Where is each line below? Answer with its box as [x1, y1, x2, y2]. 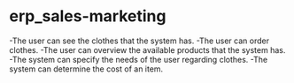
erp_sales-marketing [9, 6, 166, 26]
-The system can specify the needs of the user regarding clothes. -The [9, 54, 268, 64]
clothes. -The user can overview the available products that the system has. [9, 44, 286, 55]
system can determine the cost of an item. [9, 64, 164, 74]
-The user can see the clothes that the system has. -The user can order [9, 35, 270, 46]
